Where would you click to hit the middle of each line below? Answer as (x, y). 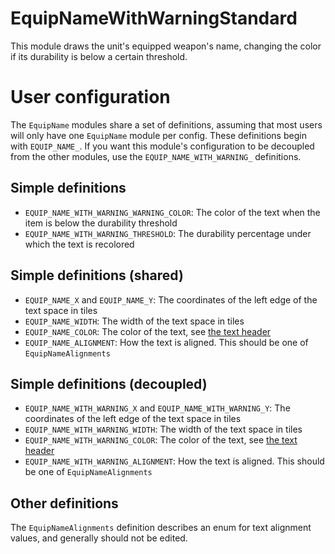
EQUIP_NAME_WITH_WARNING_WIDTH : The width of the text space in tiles (163, 429)
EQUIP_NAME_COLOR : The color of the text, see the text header (148, 331)
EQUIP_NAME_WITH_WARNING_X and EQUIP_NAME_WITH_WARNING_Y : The (157, 408)
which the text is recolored (79, 244)
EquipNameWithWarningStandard (154, 18)
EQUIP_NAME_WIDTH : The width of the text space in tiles (134, 321)
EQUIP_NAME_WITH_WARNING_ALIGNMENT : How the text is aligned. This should (174, 461)
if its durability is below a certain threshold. (99, 56)
